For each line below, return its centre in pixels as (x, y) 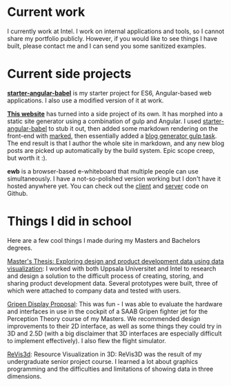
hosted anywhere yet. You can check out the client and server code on (108, 186)
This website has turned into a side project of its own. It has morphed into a (115, 113)
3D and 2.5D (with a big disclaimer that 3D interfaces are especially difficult (114, 333)
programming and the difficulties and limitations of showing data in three (110, 369)
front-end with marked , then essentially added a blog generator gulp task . (112, 136)
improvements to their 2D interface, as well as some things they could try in (114, 326)
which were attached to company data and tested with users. (94, 291)
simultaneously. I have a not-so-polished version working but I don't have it (114, 178)
